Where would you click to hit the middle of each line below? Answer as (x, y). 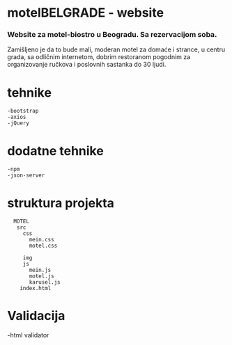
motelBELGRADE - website (86, 13)
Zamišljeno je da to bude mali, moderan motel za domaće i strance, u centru (116, 49)
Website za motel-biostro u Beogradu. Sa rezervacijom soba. (112, 35)
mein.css (41, 240)
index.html (36, 289)
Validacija (36, 316)
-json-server (26, 175)
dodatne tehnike (56, 151)
